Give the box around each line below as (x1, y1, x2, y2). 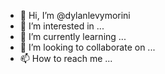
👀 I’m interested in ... (19, 20, 105, 32)
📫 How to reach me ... (19, 53, 113, 64)
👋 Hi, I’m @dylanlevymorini (19, 10, 131, 21)
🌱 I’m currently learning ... (19, 31, 127, 42)
